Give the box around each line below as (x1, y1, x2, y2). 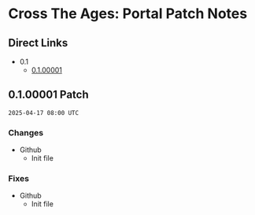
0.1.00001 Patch (8, 88, 89, 102)
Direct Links (8, 36, 68, 50)
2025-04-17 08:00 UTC (8, 109, 79, 117)
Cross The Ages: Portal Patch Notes (8, 5, 248, 23)
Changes (8, 127, 44, 138)
